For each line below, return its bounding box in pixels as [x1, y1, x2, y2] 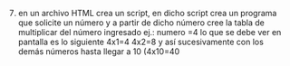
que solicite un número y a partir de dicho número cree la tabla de [17, 17, 266, 28]
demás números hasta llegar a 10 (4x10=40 [17, 46, 180, 57]
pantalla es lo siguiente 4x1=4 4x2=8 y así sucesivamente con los [17, 36, 265, 47]
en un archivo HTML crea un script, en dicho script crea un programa [17, 8, 277, 18]
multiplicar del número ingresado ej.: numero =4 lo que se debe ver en [17, 27, 282, 37]
